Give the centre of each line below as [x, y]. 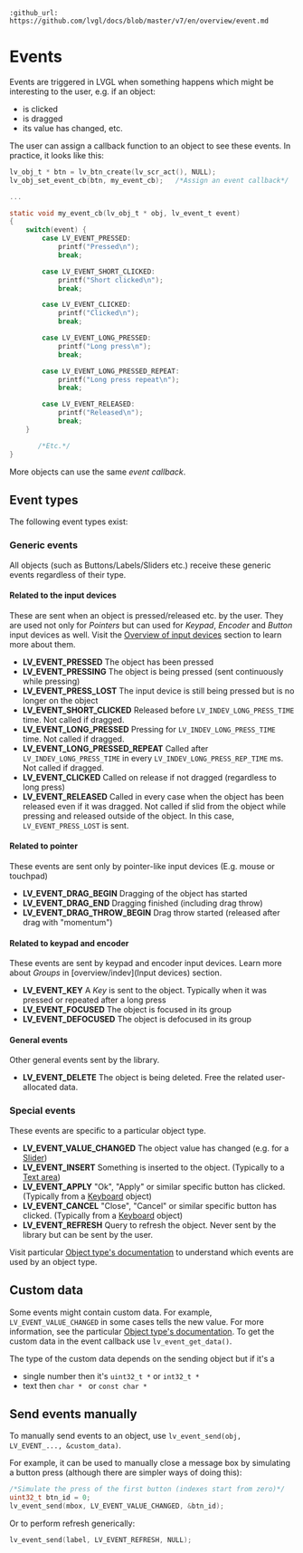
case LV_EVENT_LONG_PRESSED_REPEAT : [111, 371]
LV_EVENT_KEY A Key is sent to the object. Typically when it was [144, 991]
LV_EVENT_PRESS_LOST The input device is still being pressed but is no [158, 690]
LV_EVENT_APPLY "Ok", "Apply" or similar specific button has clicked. [154, 1186]
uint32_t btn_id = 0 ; [50, 1498]
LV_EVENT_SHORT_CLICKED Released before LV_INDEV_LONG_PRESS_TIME [158, 710]
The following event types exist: [69, 522]
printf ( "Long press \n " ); [104, 346]
